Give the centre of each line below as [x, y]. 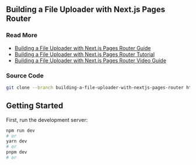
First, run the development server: [47, 120]
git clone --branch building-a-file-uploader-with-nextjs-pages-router [95, 87]
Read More [22, 36]
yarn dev [17, 141]
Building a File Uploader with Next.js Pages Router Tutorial [85, 54]
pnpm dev [17, 152]
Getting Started [35, 106]
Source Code [25, 75]
